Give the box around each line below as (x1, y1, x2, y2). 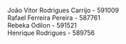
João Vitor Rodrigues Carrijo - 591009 (7, 6, 120, 14)
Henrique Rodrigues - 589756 (7, 28, 95, 37)
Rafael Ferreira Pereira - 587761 (7, 13, 101, 22)
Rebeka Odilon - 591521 (7, 21, 77, 29)
